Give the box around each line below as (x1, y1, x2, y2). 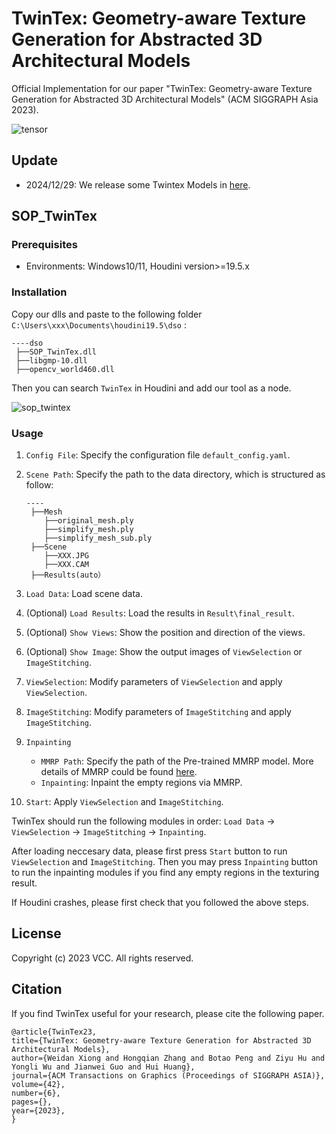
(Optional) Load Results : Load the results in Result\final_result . (25, 607, 295, 619)
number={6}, (11, 1088, 61, 1098)
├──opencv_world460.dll (15, 364, 115, 374)
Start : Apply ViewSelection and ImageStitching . (25, 796, 224, 808)
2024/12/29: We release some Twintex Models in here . (25, 178, 251, 191)
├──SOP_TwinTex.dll (15, 347, 98, 357)
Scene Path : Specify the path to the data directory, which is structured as (25, 468, 326, 481)
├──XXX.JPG (44, 551, 90, 561)
